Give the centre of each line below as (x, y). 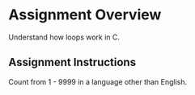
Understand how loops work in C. (64, 37)
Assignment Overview (85, 15)
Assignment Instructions (72, 62)
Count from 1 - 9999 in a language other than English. (98, 81)
